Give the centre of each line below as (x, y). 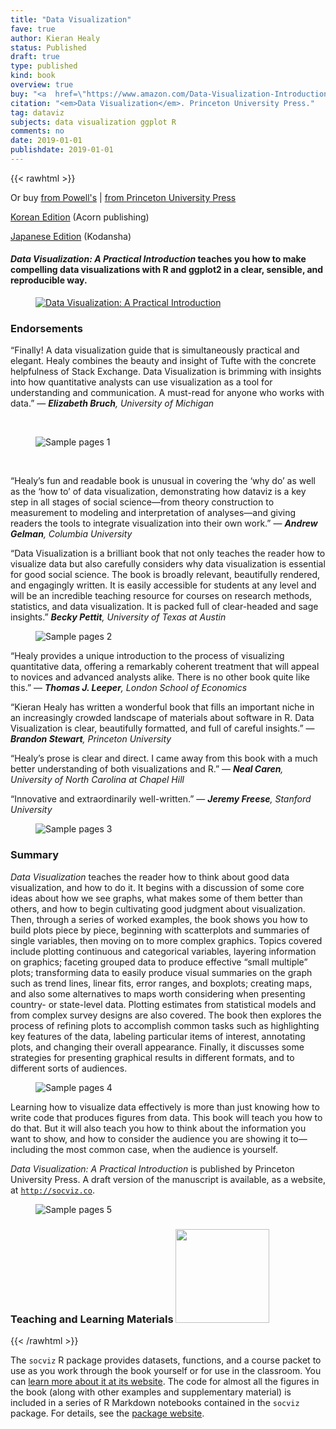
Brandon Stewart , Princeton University (91, 739)
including (29, 1149)
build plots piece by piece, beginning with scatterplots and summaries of (160, 930)
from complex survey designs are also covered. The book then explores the (166, 1015)
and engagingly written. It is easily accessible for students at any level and (163, 585)
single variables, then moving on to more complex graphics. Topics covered (166, 940)
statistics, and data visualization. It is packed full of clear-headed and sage (164, 607)
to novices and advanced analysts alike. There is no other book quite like (160, 677)
